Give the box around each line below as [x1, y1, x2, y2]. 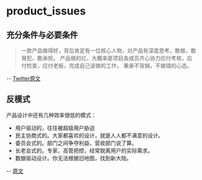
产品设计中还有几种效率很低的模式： [6, 111, 97, 118]
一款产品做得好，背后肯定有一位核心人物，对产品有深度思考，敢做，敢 [21, 47, 197, 54]
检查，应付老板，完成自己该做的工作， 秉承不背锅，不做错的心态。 [26, 62, 192, 69]
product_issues [6, 4, 86, 18]
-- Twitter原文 [6, 75, 41, 82]
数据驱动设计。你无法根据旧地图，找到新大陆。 [15, 154, 132, 161]
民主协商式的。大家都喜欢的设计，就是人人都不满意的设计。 [15, 132, 164, 139]
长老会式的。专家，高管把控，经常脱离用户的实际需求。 [15, 147, 153, 154]
